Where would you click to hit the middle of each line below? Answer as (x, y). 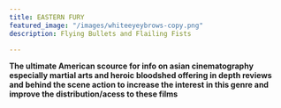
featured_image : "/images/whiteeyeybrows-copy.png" (106, 25)
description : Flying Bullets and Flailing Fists (100, 33)
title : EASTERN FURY (47, 17)
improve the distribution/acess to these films (94, 94)
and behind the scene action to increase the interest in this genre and (139, 85)
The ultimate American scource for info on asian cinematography (132, 66)
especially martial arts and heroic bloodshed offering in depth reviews (140, 76)
